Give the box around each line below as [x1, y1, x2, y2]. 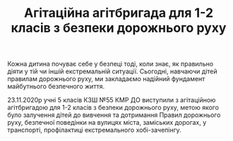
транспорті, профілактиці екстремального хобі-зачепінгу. [7, 125, 181, 135]
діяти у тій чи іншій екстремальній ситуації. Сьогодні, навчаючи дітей [7, 67, 217, 75]
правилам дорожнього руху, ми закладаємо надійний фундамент [7, 75, 205, 83]
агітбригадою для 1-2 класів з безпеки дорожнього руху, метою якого [7, 104, 219, 112]
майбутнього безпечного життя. [7, 82, 104, 91]
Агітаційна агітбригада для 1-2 [23, 5, 214, 21]
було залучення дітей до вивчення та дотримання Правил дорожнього [7, 111, 221, 119]
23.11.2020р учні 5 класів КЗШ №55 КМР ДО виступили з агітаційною [7, 96, 216, 104]
